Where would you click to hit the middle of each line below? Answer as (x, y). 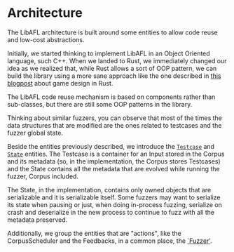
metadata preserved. (37, 220)
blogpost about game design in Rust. (60, 83)
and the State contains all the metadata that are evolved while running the (113, 168)
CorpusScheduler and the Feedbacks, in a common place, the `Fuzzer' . (110, 241)
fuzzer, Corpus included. (43, 176)
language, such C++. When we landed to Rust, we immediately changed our (117, 60)
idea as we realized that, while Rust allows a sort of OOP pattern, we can (112, 68)
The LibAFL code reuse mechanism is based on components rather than (111, 97)
